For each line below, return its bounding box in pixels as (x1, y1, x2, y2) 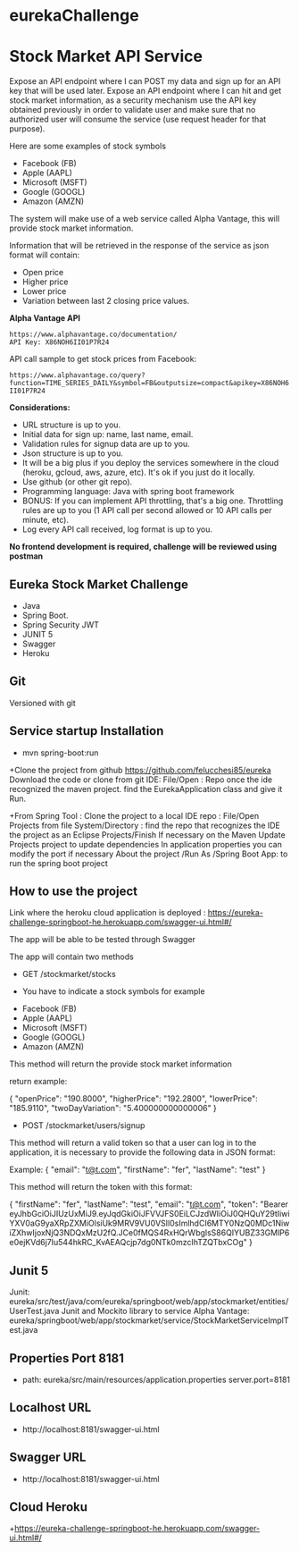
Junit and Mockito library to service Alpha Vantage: (61, 1306, 250, 1317)
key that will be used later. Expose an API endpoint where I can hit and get (9, 86, 282, 97)
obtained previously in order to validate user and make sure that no (9, 105, 256, 115)
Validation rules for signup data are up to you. (21, 439, 190, 450)
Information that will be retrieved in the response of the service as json (9, 240, 270, 251)
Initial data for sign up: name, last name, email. (21, 429, 194, 440)
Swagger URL (9, 1450, 87, 1465)
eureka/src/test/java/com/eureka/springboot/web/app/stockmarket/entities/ (9, 1296, 289, 1307)
